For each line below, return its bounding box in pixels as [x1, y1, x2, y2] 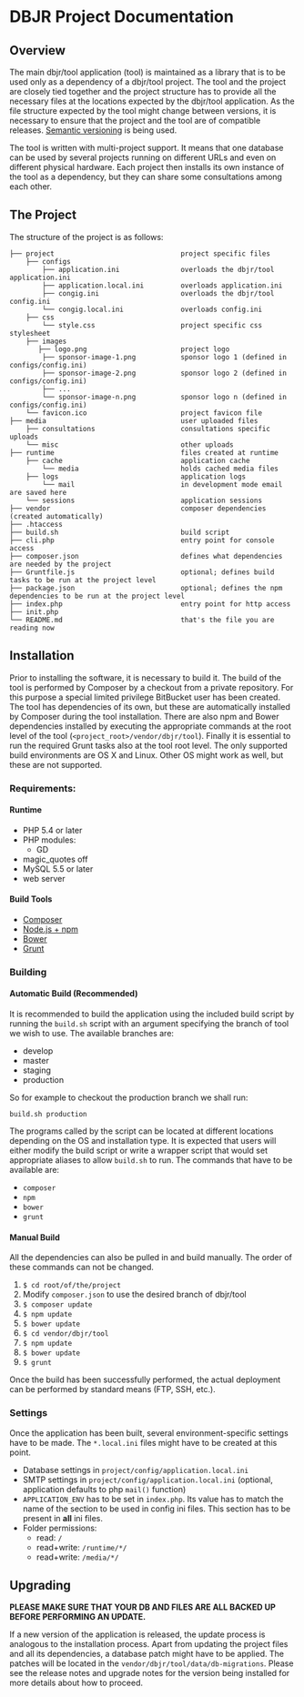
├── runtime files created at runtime [9, 448, 279, 457]
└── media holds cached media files [42, 464, 279, 473]
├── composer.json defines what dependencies [9, 551, 283, 561]
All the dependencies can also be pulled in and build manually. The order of [9, 1252, 293, 1263]
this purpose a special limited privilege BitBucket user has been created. [9, 692, 280, 702]
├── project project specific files [9, 248, 271, 258]
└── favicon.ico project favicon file [25, 408, 262, 418]
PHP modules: [22, 834, 76, 845]
